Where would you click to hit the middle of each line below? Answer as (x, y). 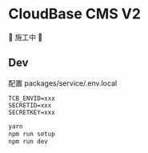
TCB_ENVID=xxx (32, 98)
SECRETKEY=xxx (32, 112)
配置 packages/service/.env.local (63, 83)
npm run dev (28, 141)
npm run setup (32, 134)
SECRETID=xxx (30, 105)
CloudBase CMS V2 (75, 14)
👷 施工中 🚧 (26, 37)
